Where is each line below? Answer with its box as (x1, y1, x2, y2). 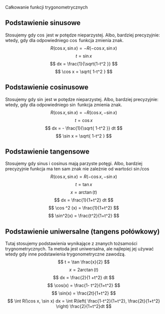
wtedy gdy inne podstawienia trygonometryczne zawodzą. (5, 251, 126, 257)
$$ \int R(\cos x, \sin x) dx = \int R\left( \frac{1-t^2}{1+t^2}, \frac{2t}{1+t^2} (7, 298, 161, 304)
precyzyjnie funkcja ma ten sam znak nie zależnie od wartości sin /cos (5, 166, 150, 172)
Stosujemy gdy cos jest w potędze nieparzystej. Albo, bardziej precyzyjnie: (5, 32, 161, 38)
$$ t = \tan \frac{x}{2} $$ (57, 259, 110, 265)
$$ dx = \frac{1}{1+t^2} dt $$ (54, 197, 114, 203)
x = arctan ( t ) (70, 189, 97, 195)
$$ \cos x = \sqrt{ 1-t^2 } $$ (54, 68, 113, 74)
